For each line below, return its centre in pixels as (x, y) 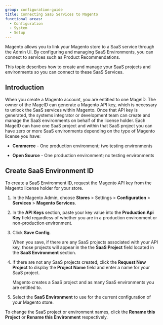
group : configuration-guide (34, 10)
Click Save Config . (31, 232)
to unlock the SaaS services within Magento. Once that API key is (72, 110)
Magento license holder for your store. (44, 188)
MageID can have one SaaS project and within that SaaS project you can (79, 125)
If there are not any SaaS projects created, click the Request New (79, 262)
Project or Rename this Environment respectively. (57, 317)
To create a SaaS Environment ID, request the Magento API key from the (78, 183)
